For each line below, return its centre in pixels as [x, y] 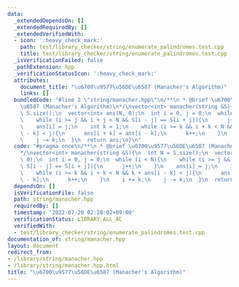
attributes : [32, 80]
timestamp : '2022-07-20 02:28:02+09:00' [74, 213]
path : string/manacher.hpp [54, 199]
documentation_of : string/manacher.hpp [67, 239]
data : [15, 14]
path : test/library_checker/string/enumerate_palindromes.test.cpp [122, 47]
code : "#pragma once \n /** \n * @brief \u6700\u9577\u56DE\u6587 [109, 147]
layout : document [33, 246]
